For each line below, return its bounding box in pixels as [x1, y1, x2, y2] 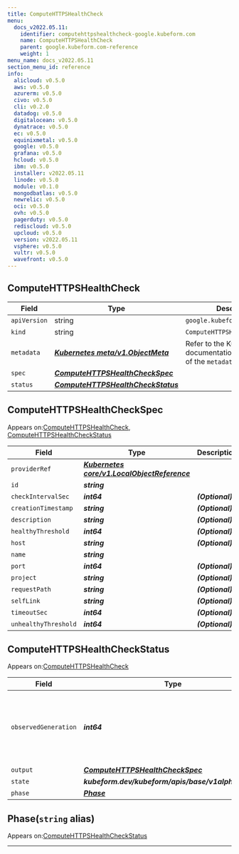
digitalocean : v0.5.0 [14, 116, 78, 123]
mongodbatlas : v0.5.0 [14, 190, 78, 197]
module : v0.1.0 [14, 183, 59, 190]
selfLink [11, 596, 41, 605]
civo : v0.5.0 [14, 97, 53, 104]
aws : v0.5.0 [14, 83, 50, 91]
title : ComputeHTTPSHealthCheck [7, 10, 103, 18]
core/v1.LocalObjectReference [83, 468, 191, 478]
